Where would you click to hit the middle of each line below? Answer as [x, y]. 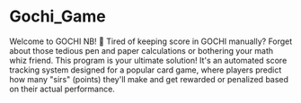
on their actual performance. [62, 89]
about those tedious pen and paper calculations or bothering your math [142, 50]
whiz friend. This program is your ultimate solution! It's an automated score [148, 60]
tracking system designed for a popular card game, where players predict [146, 70]
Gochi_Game [58, 17]
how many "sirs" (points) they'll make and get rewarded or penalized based [149, 79]
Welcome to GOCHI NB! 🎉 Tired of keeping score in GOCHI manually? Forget [151, 41]
